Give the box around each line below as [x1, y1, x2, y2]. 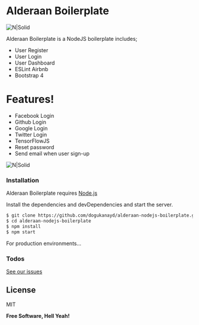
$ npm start [6, 229, 36, 235]
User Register [14, 46, 49, 54]
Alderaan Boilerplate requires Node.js [6, 189, 98, 197]
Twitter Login [14, 131, 47, 138]
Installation [6, 176, 40, 184]
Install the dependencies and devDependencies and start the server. [6, 201, 174, 208]
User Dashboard [14, 59, 55, 66]
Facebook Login [14, 112, 54, 119]
